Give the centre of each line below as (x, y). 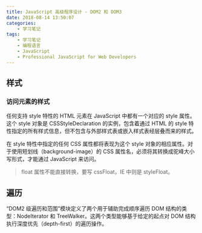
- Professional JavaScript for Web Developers (77, 57)
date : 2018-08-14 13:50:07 (40, 18)
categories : (21, 23)
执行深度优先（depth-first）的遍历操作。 (57, 224)
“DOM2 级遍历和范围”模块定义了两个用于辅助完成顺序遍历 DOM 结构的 (94, 209)
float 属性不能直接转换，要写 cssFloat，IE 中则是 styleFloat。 (97, 172)
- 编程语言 (29, 46)
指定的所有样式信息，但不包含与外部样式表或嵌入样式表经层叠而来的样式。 (104, 131)
